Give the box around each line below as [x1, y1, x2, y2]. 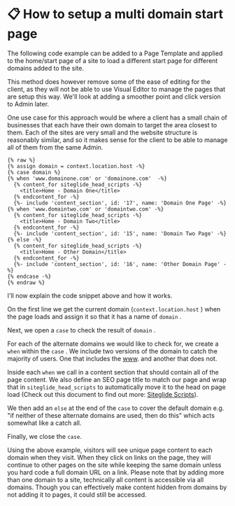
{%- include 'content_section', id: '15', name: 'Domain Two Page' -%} [13, 230, 227, 237]
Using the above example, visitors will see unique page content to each [7, 446, 213, 454]
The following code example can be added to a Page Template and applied [7, 49, 223, 57]
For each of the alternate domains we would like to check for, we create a [7, 339, 219, 348]
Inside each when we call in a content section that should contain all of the [7, 367, 219, 376]
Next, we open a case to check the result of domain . [7, 325, 156, 334]
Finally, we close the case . [7, 432, 83, 440]
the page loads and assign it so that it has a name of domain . [7, 312, 182, 321]
